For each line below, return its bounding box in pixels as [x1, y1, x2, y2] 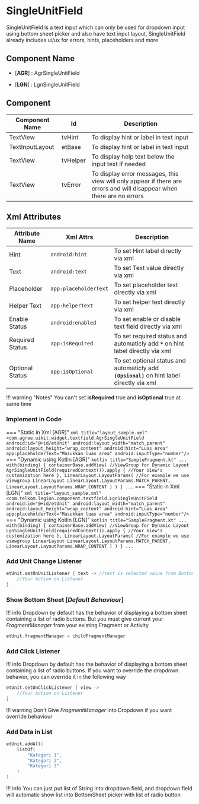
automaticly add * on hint [114, 339, 184, 348]
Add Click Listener [6, 647, 60, 655]
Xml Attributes [6, 212, 61, 222]
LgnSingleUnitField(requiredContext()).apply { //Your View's [6, 527, 163, 533]
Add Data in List [6, 727, 53, 736]
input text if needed [91, 160, 146, 168]
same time [6, 401, 32, 408]
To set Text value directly [114, 264, 184, 272]
